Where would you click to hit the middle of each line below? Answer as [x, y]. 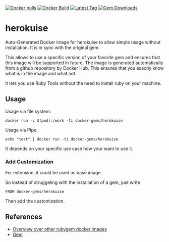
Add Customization [30, 162]
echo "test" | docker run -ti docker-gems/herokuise [62, 139]
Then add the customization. [35, 201]
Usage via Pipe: [21, 130]
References [24, 217]
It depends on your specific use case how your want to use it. [69, 149]
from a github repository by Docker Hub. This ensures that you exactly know [84, 68]
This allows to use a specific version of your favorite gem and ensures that [83, 57]
